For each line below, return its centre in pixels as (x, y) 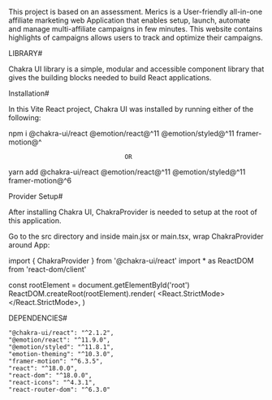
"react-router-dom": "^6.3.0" (60, 389)
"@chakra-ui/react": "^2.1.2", (61, 333)
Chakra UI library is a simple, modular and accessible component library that (136, 69)
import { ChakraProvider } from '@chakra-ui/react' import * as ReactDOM (131, 260)
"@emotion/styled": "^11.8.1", (61, 347)
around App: (29, 245)
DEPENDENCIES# (38, 318)
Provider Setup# (36, 196)
